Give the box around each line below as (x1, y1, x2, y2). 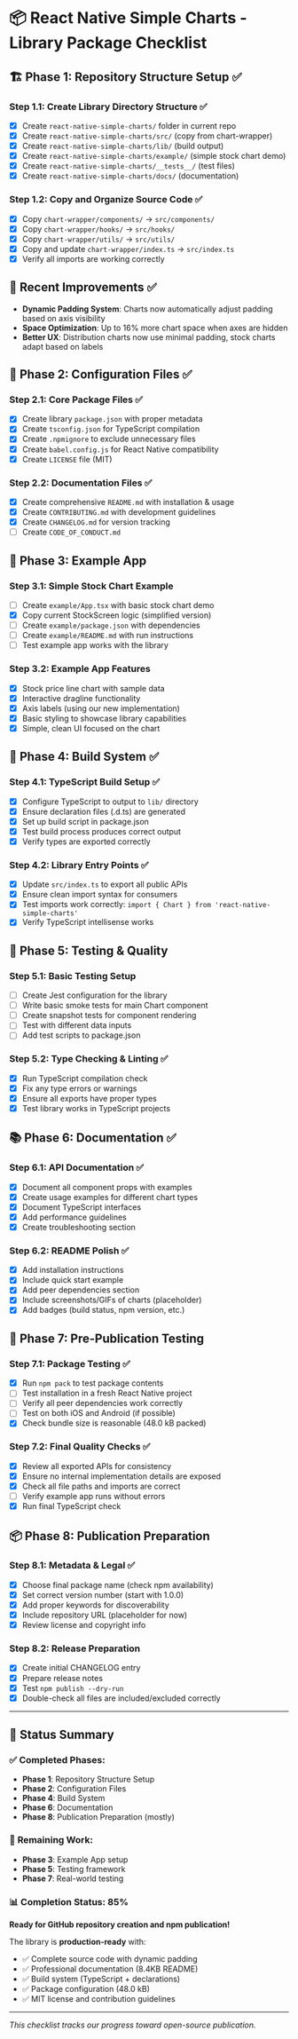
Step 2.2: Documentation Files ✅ (9, 477, 153, 489)
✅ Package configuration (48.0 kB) (21, 1983, 151, 1994)
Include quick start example (21, 1275, 124, 1285)
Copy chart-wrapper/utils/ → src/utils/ (21, 233, 176, 244)
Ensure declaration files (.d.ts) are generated (21, 806, 186, 817)
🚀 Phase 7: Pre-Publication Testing (9, 1331, 205, 1346)
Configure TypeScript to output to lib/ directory (21, 796, 199, 807)
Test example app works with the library (21, 640, 169, 651)
